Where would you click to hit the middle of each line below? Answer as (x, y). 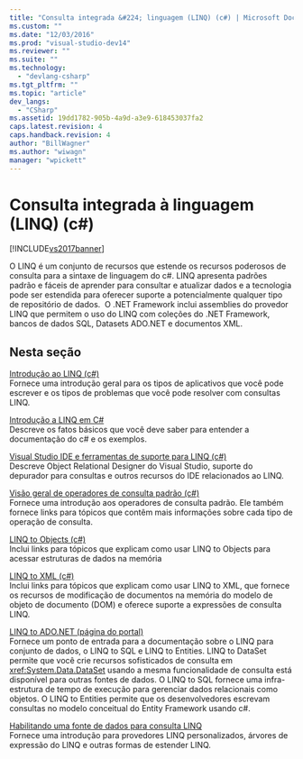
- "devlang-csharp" (54, 77)
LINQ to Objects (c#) (48, 540)
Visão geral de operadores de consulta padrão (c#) (105, 493)
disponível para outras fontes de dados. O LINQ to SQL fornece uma (136, 680)
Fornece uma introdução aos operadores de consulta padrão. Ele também (147, 503)
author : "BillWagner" (50, 143)
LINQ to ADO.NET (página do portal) (77, 632)
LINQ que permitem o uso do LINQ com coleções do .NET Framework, (140, 314)
